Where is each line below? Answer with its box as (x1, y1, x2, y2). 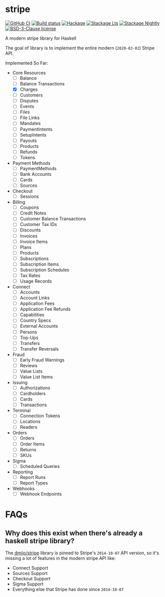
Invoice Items (20, 238, 48, 245)
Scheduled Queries (20, 463, 60, 469)
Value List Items (20, 374, 53, 380)
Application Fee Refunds (20, 306, 71, 312)
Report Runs (20, 474, 46, 480)
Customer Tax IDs (20, 221, 57, 227)
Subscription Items (20, 261, 59, 267)
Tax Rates (20, 272, 41, 278)
